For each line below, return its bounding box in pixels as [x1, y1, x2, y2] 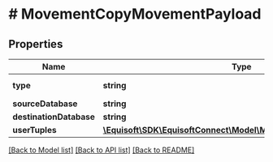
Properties [8, 37, 63, 51]
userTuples [12, 125, 57, 135]
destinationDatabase [12, 111, 96, 122]
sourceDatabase [12, 98, 78, 109]
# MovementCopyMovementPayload [8, 5, 262, 23]
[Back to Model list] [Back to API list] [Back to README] [8, 145, 195, 155]
